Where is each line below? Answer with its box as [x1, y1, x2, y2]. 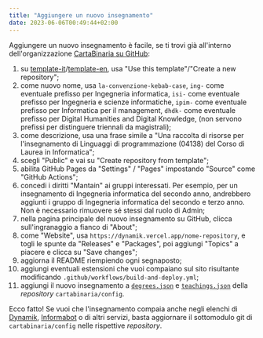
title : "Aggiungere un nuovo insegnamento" [9, 11, 154, 20]
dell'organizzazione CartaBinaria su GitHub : [9, 49, 150, 58]
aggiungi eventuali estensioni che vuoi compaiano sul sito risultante [20, 263, 239, 273]
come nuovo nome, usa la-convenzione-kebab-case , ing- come [20, 80, 225, 90]
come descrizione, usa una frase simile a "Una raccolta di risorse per [20, 130, 244, 140]
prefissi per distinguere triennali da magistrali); [20, 122, 172, 132]
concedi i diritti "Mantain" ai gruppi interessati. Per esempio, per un [20, 180, 238, 190]
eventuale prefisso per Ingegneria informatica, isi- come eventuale [20, 89, 240, 98]
